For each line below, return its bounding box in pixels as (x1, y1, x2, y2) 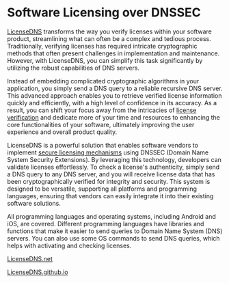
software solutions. (7, 199, 62, 207)
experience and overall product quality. (7, 128, 118, 136)
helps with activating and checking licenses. (7, 241, 132, 250)
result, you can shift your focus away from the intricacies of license (7, 106, 197, 114)
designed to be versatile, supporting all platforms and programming (7, 185, 197, 193)
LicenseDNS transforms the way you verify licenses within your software (7, 27, 212, 36)
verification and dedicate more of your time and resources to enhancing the (7, 113, 220, 121)
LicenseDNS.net (7, 254, 53, 262)
